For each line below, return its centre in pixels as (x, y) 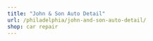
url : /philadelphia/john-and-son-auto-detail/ (77, 20)
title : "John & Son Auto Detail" (56, 14)
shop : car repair (33, 26)
